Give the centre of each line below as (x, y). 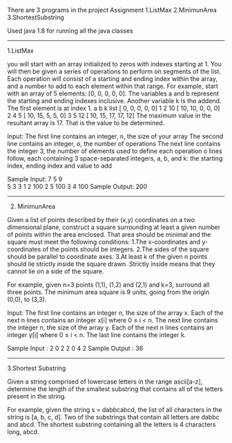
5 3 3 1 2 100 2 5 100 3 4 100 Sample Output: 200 (77, 187)
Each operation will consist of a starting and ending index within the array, (113, 79)
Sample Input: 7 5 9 (35, 179)
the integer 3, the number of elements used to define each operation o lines (115, 151)
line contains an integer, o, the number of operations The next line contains (114, 144)
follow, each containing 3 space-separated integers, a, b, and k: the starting (115, 158)
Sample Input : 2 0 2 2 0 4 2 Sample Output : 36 (75, 348)
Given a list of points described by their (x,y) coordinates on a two (101, 220)
